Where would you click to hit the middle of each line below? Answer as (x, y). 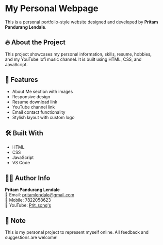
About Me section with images (42, 91)
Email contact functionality (39, 112)
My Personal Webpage (52, 9)
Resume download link (35, 102)
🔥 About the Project (35, 43)
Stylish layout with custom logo (43, 117)
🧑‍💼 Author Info (28, 178)
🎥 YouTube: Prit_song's (28, 205)
